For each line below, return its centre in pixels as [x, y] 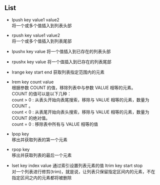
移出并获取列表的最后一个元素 [41, 155]
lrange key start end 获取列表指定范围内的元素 [58, 72]
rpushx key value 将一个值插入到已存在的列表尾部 [61, 62]
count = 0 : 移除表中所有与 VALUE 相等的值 [55, 124]
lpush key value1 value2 [35, 19]
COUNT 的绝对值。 [31, 118]
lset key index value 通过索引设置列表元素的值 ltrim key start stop [77, 166]
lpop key [20, 134]
